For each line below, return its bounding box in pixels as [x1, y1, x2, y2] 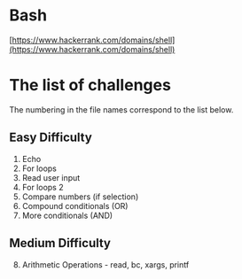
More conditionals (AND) [21, 210, 113, 221]
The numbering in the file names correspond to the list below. [9, 104, 234, 115]
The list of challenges [9, 75, 171, 96]
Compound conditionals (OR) [21, 200, 129, 211]
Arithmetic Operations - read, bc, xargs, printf [21, 259, 190, 270]
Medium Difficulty [9, 236, 112, 251]
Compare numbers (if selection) [21, 191, 139, 202]
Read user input [21, 172, 81, 182]
